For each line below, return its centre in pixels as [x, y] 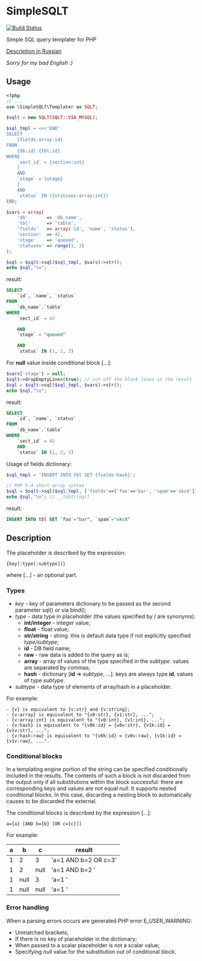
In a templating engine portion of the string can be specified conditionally [97, 770]
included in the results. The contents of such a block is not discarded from [98, 776]
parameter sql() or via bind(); [51, 610]
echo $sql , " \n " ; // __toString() [48, 497]
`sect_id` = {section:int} [51, 162]
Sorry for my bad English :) [40, 63]
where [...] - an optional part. [42, 575]
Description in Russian [34, 51]
